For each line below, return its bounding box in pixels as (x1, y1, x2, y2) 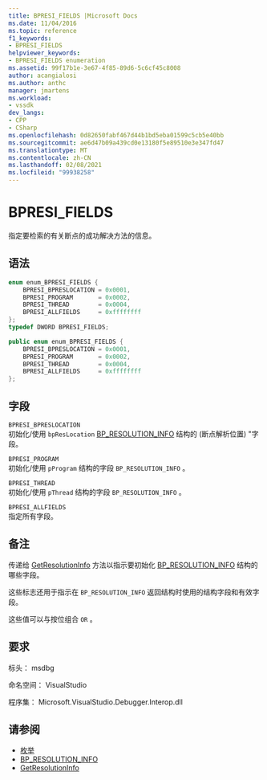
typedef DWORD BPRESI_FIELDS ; (8, 323, 110, 331)
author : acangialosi (8, 71, 78, 80)
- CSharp (8, 124, 38, 132)
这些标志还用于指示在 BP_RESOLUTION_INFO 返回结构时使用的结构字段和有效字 (8, 587, 260, 597)
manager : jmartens (8, 86, 70, 95)
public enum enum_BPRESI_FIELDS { (8, 337, 124, 345)
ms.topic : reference (8, 27, 78, 35)
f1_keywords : (8, 34, 52, 43)
